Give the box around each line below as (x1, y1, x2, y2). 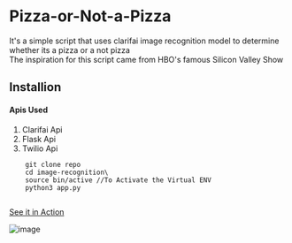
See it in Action (9, 206, 65, 217)
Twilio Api (21, 143, 58, 154)
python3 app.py (25, 183, 81, 192)
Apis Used (9, 104, 49, 115)
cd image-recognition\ (25, 168, 109, 177)
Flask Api (21, 133, 56, 144)
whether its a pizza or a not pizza (9, 44, 131, 55)
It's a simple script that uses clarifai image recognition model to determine (9, 35, 280, 46)
